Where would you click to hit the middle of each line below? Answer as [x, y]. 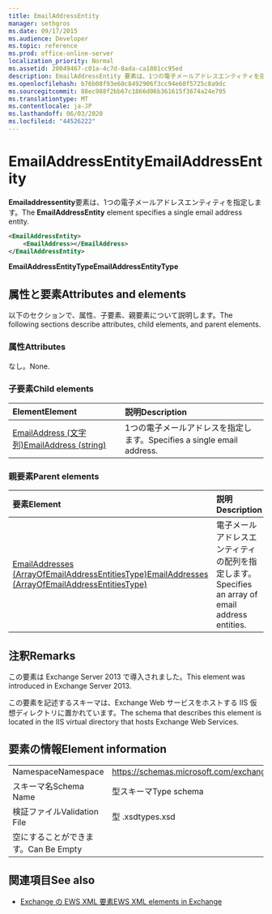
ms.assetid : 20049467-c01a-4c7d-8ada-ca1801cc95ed [96, 69]
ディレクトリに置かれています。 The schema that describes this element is [138, 712]
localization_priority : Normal [61, 62]
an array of [237, 595]
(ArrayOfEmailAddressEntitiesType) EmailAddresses [110, 574]
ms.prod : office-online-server [61, 53]
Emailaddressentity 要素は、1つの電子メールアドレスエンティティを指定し [132, 202]
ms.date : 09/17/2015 [43, 31]
